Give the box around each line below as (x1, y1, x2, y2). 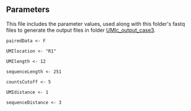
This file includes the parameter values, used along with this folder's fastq (6, 20, 185, 27)
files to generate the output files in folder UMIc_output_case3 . (6, 26, 156, 33)
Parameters (6, 5, 50, 15)
